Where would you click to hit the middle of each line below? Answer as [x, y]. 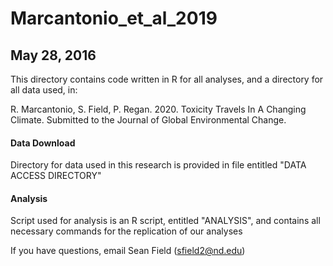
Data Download [43, 143]
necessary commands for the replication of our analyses [126, 231]
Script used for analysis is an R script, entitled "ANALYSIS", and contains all [165, 221]
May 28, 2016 [53, 55]
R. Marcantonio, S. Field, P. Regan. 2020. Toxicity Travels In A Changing [158, 109]
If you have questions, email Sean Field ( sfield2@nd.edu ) [128, 251]
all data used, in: [44, 90]
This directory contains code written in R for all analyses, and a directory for [167, 79]
